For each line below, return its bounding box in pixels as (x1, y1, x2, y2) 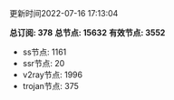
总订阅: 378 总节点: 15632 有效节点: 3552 (9, 27, 166, 38)
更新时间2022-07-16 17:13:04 (9, 8, 119, 18)
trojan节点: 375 (22, 81, 80, 91)
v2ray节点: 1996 (22, 69, 83, 80)
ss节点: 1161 (22, 46, 67, 57)
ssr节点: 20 (22, 58, 65, 68)
